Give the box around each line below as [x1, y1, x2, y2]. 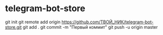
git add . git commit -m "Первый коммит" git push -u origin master [22, 24, 158, 30]
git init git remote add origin [5, 19, 61, 25]
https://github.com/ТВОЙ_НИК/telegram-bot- [61, 19, 154, 25]
